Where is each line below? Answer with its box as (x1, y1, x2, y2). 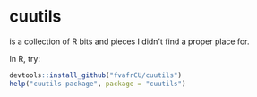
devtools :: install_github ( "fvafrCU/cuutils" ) (9, 70, 182, 80)
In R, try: (9, 53, 40, 64)
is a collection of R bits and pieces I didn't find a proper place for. (9, 36, 250, 47)
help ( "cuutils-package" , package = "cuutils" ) (9, 79, 186, 88)
